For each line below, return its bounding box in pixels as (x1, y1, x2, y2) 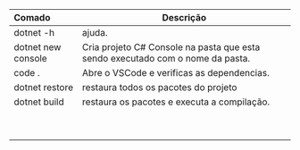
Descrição (162, 12, 207, 23)
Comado (13, 12, 51, 23)
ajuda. (81, 27, 108, 38)
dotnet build (13, 96, 64, 108)
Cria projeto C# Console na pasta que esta (81, 41, 261, 53)
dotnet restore (13, 81, 74, 93)
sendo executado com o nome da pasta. (81, 53, 251, 64)
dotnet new (13, 41, 62, 53)
